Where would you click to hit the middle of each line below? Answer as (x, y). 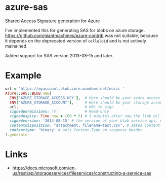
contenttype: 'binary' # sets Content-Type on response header (76, 130)
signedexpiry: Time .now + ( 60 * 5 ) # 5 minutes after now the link (81, 116)
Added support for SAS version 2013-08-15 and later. (59, 55)
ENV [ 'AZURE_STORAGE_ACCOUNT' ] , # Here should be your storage (79, 103)
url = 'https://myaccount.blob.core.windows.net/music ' (65, 89)
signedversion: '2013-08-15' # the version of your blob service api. (84, 121)
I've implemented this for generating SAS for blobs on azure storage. (75, 30)
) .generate (16, 135)
